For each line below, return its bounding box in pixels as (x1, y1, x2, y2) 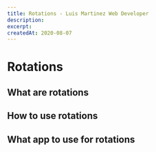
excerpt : (7, 23, 32, 30)
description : (7, 17, 45, 23)
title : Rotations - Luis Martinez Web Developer (7, 10, 149, 17)
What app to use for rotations (7, 133, 135, 145)
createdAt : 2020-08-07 (7, 29, 72, 37)
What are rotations (7, 86, 89, 98)
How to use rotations (7, 110, 98, 122)
